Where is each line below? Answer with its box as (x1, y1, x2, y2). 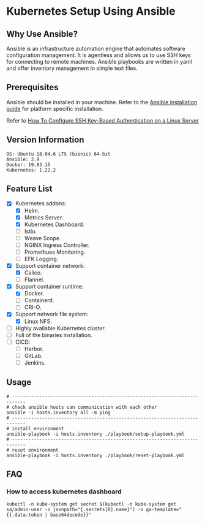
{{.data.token (6, 512, 43, 518)
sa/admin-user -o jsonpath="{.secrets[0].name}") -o (6, 507, 144, 513)
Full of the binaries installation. (15, 331, 93, 338)
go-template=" (146, 507, 182, 513)
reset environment (12, 447, 59, 453)
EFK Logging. (24, 255, 59, 262)
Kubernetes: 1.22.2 (6, 167, 56, 173)
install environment (12, 425, 64, 431)
